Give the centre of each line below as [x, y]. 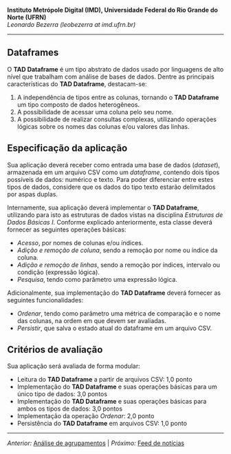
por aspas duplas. [33, 194]
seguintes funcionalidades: [45, 300]
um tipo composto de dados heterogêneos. [78, 104]
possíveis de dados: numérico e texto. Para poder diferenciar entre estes [110, 179]
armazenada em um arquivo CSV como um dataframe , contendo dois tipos [113, 172]
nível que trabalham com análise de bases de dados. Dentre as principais [111, 76]
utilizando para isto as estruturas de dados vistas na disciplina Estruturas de [115, 215]
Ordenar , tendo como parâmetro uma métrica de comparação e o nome [119, 313]
